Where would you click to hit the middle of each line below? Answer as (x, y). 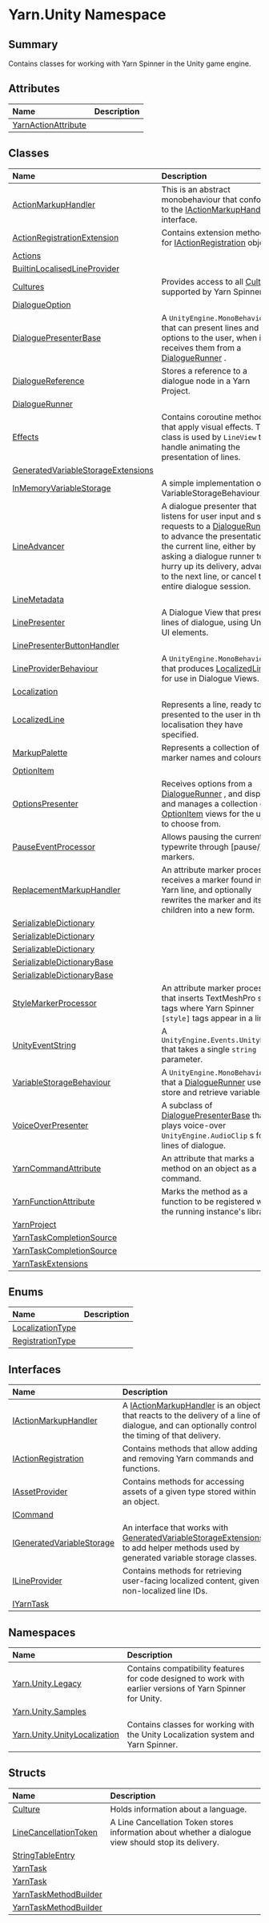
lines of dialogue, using (205, 622)
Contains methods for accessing (183, 1482)
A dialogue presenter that (209, 506)
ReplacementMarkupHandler (66, 890)
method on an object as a (209, 1168)
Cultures (28, 286)
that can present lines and (210, 328)
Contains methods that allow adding (190, 1448)
